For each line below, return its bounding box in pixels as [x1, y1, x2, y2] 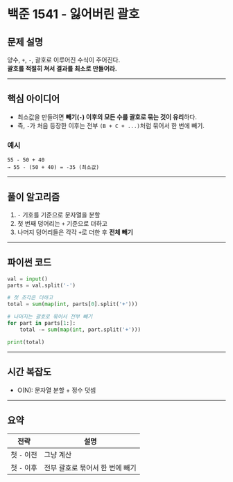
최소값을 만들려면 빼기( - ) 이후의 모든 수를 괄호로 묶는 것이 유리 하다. [17, 112, 198, 121]
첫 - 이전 [10, 450, 37, 460]
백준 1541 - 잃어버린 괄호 [7, 6, 140, 22]
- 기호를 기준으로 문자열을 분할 [17, 211, 101, 219]
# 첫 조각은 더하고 [7, 294, 53, 301]
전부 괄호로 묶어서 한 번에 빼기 [44, 463, 137, 473]
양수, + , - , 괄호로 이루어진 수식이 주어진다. [7, 56, 121, 64]
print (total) [7, 339, 45, 346]
